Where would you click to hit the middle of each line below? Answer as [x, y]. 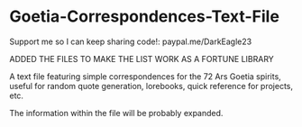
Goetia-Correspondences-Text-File [144, 17]
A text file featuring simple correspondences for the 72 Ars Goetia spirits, [145, 76]
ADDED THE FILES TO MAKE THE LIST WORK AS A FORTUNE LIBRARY [142, 59]
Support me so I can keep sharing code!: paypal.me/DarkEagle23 [131, 41]
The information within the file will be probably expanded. [116, 113]
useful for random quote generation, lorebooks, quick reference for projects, [151, 86]
